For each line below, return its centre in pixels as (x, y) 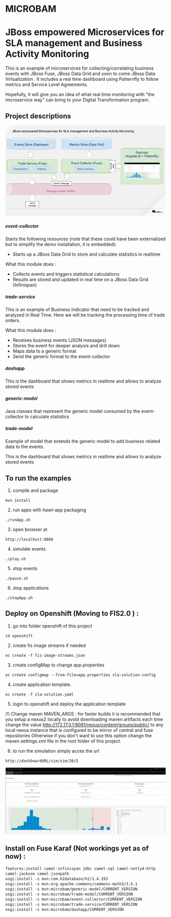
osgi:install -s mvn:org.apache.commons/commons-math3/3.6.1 (72, 884)
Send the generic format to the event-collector (61, 356)
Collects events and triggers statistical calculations (66, 274)
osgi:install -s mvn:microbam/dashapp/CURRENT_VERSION (65, 910)
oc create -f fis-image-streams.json (45, 655)
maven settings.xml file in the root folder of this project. (63, 741)
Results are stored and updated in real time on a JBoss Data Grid (80, 280)
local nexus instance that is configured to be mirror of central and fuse (79, 730)
